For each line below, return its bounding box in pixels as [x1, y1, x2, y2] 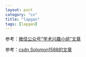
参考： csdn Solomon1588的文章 [5, 46, 72, 53]
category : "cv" [5, 12, 38, 17]
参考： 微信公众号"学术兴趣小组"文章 [5, 36, 81, 42]
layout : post [5, 7, 33, 13]
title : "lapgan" [5, 17, 40, 22]
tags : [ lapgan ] [5, 21, 38, 27]
